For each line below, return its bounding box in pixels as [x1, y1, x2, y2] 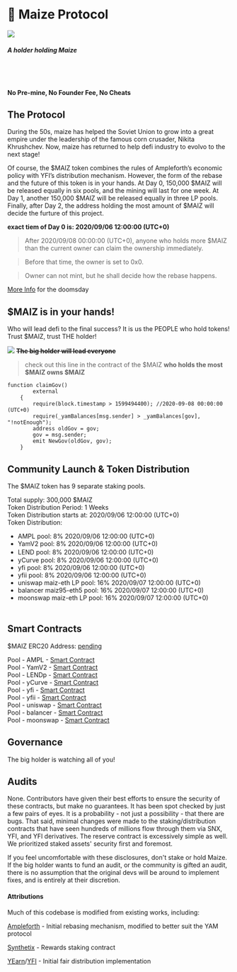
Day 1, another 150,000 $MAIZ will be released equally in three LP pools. [7, 194, 218, 203]
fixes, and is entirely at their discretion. [7, 876, 120, 885]
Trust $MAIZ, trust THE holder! [7, 333, 97, 341]
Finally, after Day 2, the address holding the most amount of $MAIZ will [7, 201, 214, 210]
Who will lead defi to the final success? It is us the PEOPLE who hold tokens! [7, 325, 230, 333]
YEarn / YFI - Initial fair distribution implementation [7, 956, 151, 965]
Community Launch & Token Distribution [7, 463, 190, 475]
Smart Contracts [7, 623, 83, 635]
